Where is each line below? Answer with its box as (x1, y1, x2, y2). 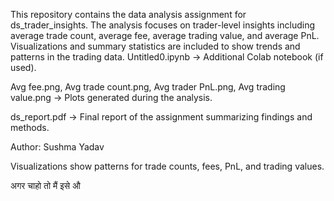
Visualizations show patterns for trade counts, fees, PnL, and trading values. (10, 160, 325, 172)
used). (10, 62, 37, 73)
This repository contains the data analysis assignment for (10, 9, 247, 20)
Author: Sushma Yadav (10, 141, 105, 153)
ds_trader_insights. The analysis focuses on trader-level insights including (10, 19, 315, 31)
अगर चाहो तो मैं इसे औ (10, 180, 81, 191)
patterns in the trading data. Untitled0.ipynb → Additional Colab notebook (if (10, 51, 324, 63)
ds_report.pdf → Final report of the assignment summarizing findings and (10, 111, 313, 123)
